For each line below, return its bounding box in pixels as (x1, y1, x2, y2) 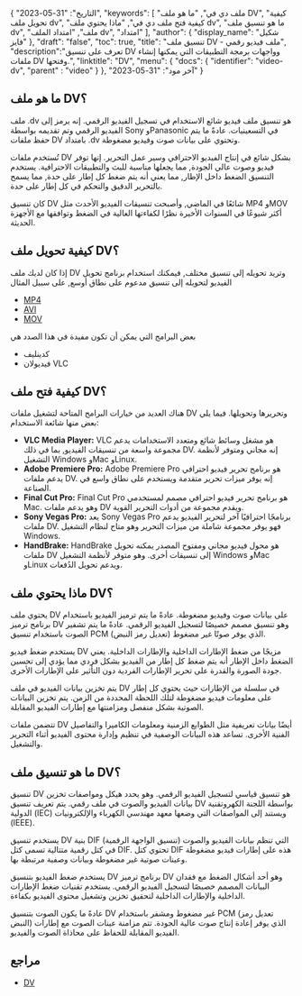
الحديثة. (10, 216, 36, 228)
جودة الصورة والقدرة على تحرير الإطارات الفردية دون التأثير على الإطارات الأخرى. (10, 665, 282, 676)
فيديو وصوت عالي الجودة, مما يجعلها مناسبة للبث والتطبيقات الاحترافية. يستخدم (10, 161, 274, 172)
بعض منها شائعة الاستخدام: (10, 417, 100, 428)
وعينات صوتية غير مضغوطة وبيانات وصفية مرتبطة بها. (10, 854, 188, 864)
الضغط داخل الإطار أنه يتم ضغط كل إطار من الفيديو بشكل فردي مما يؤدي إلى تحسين (10, 655, 294, 666)
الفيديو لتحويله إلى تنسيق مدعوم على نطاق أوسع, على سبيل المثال (10, 277, 233, 288)
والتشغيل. (10, 738, 43, 749)
